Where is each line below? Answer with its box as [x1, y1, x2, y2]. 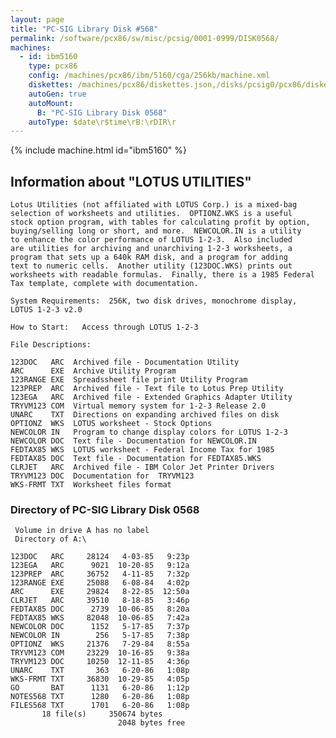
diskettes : [28, 80, 74, 90]
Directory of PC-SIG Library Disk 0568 [10, 502, 200, 516]
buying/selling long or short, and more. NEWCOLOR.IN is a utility [10, 226, 302, 236]
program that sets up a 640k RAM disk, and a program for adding [10, 252, 288, 263]
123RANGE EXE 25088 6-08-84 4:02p [10, 578, 190, 588]
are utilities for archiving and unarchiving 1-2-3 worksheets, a [10, 244, 293, 254]
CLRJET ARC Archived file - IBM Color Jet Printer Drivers [10, 462, 275, 473]
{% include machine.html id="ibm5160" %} [10, 144, 188, 156]
